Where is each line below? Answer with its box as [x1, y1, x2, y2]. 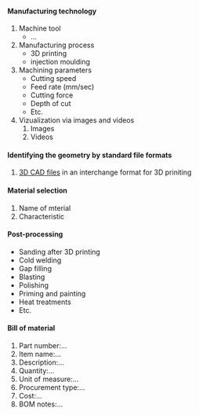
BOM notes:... [18, 399, 63, 409]
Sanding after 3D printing [18, 247, 101, 256]
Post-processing [7, 230, 63, 239]
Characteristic [18, 211, 65, 221]
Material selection [7, 185, 68, 195]
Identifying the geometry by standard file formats [7, 150, 172, 160]
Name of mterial [18, 203, 71, 212]
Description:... [18, 358, 64, 367]
